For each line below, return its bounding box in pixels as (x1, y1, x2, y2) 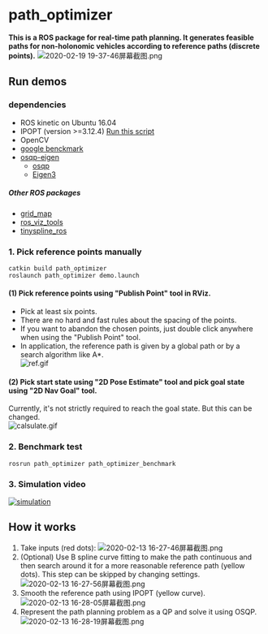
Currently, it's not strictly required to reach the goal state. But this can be (8, 403, 253, 413)
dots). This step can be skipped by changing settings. (19, 569, 201, 579)
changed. (8, 412, 41, 422)
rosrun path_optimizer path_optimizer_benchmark (8, 459, 176, 468)
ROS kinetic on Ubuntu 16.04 (19, 118, 117, 127)
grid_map (19, 209, 53, 218)
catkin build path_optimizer (8, 264, 107, 273)
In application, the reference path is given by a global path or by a (19, 341, 240, 351)
